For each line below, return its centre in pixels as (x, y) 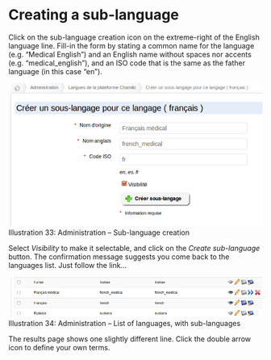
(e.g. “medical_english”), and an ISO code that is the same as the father (127, 63)
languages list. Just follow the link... (68, 266)
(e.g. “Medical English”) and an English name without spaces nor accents (130, 54)
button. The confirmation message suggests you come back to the (119, 257)
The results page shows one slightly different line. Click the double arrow (130, 339)
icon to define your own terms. (59, 348)
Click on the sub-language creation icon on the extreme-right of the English (134, 37)
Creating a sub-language (94, 15)
